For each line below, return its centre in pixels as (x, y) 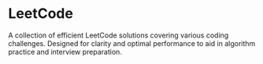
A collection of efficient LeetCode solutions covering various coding (119, 35)
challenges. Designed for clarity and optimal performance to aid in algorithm (132, 43)
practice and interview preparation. (65, 52)
